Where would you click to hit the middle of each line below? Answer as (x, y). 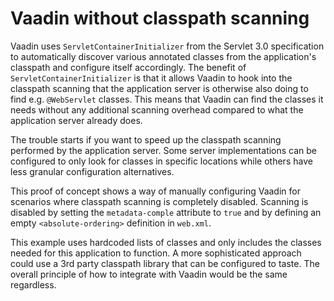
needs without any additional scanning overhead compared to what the (157, 109)
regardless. (33, 284)
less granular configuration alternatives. (92, 171)
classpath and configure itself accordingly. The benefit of (128, 67)
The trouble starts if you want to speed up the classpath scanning (146, 139)
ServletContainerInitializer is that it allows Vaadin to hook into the (151, 78)
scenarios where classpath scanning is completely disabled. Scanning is (159, 201)
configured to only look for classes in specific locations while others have (161, 161)
